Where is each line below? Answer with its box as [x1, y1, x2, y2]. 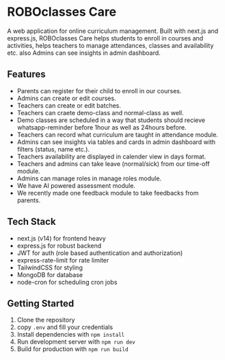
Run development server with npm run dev [16, 337, 135, 346]
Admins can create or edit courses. [16, 94, 116, 102]
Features [7, 69, 46, 80]
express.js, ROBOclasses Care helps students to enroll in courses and [7, 34, 204, 42]
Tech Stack [7, 216, 56, 228]
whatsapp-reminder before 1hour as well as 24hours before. [16, 123, 187, 131]
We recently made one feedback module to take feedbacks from [16, 189, 199, 197]
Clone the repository [16, 316, 75, 324]
